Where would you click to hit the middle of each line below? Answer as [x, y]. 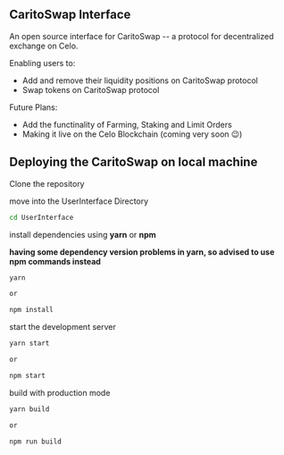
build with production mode [60, 392]
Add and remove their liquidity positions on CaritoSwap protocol [140, 80]
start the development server [63, 327]
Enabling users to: [42, 63]
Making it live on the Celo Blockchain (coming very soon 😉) [132, 134]
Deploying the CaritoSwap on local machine [134, 162]
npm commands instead [55, 261]
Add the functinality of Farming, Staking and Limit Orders [127, 124]
